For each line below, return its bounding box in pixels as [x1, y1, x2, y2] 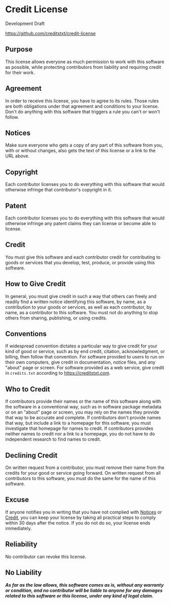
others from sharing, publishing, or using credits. [5, 315, 108, 321]
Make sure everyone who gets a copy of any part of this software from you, [5, 142, 163, 148]
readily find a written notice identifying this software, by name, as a [5, 298, 146, 305]
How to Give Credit [5, 280, 66, 288]
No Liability [5, 568, 42, 577]
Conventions [5, 330, 47, 338]
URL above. [5, 153, 29, 159]
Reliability [5, 540, 38, 548]
